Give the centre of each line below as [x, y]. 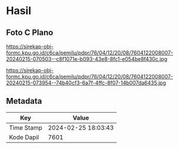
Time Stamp [26, 127]
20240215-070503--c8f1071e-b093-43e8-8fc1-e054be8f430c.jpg [87, 59]
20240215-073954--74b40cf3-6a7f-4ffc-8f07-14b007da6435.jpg [86, 83]
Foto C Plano [30, 33]
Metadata [24, 101]
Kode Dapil [24, 137]
